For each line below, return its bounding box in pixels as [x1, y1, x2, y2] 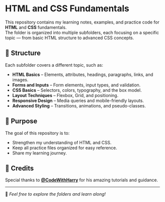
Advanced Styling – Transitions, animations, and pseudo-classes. [12, 102, 146, 108]
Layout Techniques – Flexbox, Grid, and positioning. [12, 92, 119, 98]
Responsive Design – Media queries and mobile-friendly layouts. [12, 98, 144, 103]
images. [12, 76, 28, 82]
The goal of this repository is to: [5, 130, 70, 136]
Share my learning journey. [12, 150, 67, 156]
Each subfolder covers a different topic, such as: [5, 62, 103, 68]
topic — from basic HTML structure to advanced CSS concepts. [5, 35, 134, 41]
